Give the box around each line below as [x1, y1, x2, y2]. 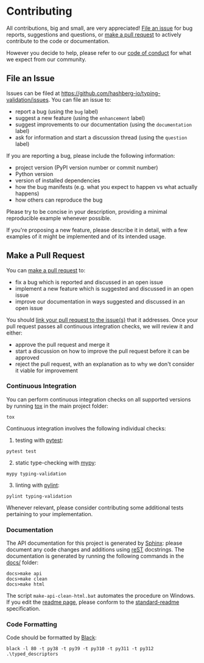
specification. [6, 605, 41, 612]
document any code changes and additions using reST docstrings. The [6, 546, 185, 553]
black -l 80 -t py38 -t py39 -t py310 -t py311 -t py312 [6, 646, 154, 652]
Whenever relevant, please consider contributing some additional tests [6, 504, 184, 511]
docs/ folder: [6, 559, 38, 566]
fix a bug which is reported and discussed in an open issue [15, 278, 163, 286]
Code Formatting [6, 620, 58, 629]
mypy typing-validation [6, 470, 67, 477]
